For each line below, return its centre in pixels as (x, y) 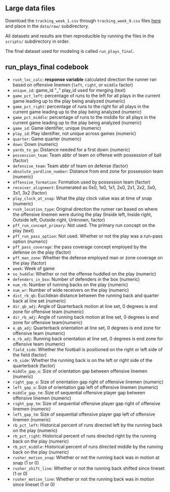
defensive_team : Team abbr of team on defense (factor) (70, 166)
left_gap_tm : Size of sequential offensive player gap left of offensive (84, 414)
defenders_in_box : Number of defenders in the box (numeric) (76, 279)
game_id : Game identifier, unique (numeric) (57, 128)
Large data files (30, 8)
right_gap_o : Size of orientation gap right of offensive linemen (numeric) (88, 382)
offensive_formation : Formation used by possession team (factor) (81, 182)
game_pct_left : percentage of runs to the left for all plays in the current (86, 96)
